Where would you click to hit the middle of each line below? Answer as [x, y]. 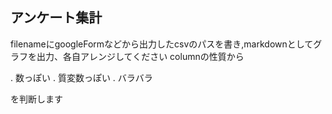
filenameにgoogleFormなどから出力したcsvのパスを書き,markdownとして [162, 44]
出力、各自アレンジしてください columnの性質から [140, 56]
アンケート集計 [56, 18]
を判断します [36, 99]
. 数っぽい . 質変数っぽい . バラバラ [81, 77]
